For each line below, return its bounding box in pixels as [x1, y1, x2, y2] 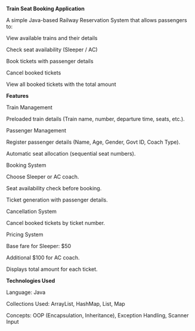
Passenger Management [6, 127, 67, 134]
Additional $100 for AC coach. [6, 254, 80, 261]
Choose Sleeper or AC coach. [6, 173, 79, 180]
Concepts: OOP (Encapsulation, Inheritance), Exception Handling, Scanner [6, 312, 189, 318]
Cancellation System [6, 208, 57, 215]
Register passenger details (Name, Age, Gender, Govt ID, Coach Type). [6, 138, 181, 146]
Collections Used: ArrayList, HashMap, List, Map [6, 301, 125, 307]
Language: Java [6, 289, 46, 296]
